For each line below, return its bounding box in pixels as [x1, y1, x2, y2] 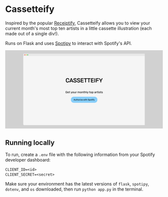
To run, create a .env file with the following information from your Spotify [5, 152, 155, 158]
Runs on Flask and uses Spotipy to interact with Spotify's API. [5, 40, 132, 46]
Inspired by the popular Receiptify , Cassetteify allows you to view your [5, 20, 150, 26]
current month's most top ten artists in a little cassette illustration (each [5, 25, 152, 31]
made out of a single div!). [5, 30, 59, 36]
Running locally [5, 138, 55, 147]
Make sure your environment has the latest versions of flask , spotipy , [5, 181, 149, 187]
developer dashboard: [5, 157, 51, 163]
